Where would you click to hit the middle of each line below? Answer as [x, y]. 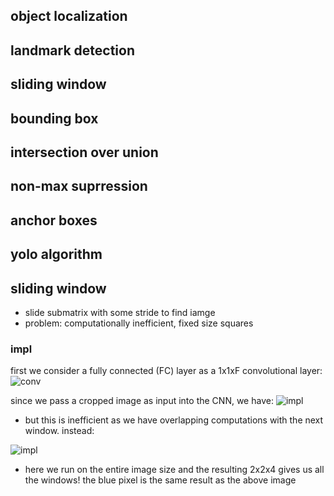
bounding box [54, 118]
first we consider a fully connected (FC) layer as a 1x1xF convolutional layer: [166, 371]
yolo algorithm [56, 254]
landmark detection [73, 50]
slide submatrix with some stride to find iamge [120, 312]
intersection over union [84, 152]
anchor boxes [54, 220]
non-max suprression [79, 186]
